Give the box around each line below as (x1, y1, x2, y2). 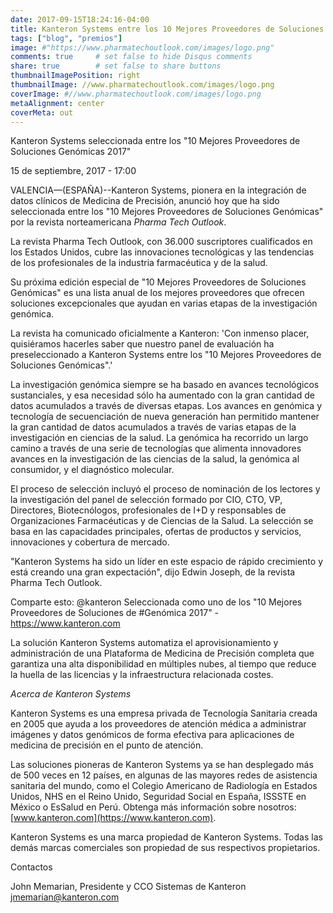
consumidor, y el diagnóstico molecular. (10, 464, 175, 476)
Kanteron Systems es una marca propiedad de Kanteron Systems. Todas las (10, 831, 323, 843)
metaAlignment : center (10, 98, 105, 108)
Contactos (10, 861, 53, 873)
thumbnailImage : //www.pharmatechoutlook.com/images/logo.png (10, 80, 275, 90)
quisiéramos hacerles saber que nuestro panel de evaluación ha (10, 338, 275, 350)
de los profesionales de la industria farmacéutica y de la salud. (10, 257, 268, 269)
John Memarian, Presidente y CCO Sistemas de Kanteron (10, 881, 247, 893)
